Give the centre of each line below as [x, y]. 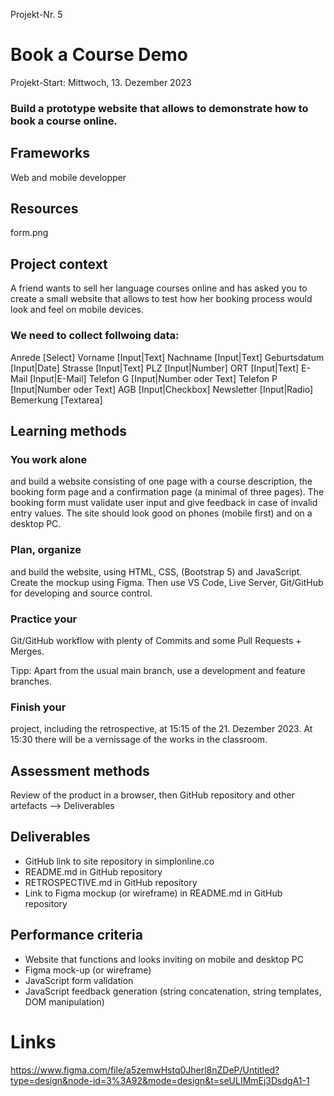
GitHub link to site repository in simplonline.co [119, 861]
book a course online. [64, 121]
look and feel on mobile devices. [77, 310]
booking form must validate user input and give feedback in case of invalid [164, 503]
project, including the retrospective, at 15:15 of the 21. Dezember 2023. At [161, 729]
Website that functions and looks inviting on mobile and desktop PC [164, 959]
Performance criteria [76, 935]
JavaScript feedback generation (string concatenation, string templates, [173, 991]
